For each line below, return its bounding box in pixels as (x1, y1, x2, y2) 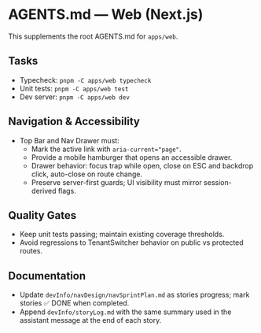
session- (203, 177, 232, 187)
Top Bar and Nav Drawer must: (19, 135, 119, 145)
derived (31, 186, 57, 195)
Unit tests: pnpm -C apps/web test (19, 83, 129, 93)
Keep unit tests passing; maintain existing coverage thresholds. (19, 230, 225, 239)
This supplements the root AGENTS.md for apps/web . (8, 31, 178, 41)
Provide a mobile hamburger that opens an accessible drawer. (31, 152, 233, 162)
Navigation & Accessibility (8, 115, 140, 128)
